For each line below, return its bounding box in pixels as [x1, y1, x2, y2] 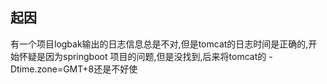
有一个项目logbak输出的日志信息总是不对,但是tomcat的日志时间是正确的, [10, 38, 309, 50]
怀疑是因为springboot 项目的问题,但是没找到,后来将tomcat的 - [18, 50, 273, 62]
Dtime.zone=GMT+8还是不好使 [10, 63, 138, 75]
